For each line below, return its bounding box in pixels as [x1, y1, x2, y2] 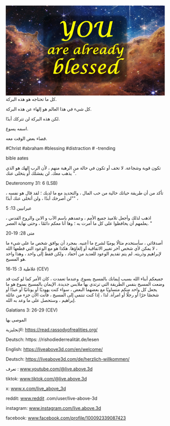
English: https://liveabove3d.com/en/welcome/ [6, 346, 103, 352]
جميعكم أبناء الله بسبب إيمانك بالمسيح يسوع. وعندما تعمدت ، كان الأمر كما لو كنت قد [6, 276, 163, 282]
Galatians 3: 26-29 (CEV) [6, 307, 58, 313]
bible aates [6, 155, 29, 161]
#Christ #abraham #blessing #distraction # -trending [6, 145, 116, 151]
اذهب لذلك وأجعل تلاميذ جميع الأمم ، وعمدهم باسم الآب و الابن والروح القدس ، [6, 215, 152, 221]
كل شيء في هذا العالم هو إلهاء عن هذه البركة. [6, 106, 92, 112]
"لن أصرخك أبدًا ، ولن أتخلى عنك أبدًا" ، [6, 195, 79, 201]
